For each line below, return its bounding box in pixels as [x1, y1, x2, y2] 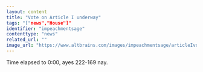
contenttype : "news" [6, 31, 59, 37]
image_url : [6, 43, 34, 49]
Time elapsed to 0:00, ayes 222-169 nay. [6, 58, 108, 66]
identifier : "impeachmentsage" [6, 25, 85, 32]
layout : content [6, 8, 47, 15]
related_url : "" [6, 37, 47, 43]
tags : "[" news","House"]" [6, 20, 71, 26]
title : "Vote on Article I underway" [6, 14, 101, 20]
